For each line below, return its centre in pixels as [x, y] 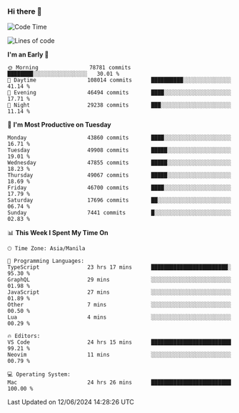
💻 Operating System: [39, 374]
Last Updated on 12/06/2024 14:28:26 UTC [71, 402]
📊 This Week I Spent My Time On [58, 233]
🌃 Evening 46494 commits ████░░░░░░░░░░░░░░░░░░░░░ [119, 93]
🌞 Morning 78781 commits [69, 68]
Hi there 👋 [25, 11]
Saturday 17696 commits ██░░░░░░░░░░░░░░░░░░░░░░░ [119, 200]
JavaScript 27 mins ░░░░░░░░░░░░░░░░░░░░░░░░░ [119, 292]
